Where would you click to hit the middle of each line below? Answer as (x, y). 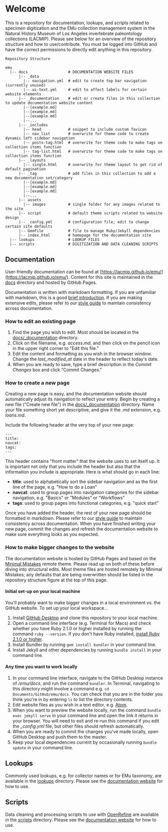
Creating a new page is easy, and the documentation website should (76, 394)
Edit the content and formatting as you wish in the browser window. (82, 354)
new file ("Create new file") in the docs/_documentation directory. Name (80, 404)
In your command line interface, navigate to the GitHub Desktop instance (88, 678)
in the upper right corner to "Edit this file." (56, 348)
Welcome (25, 9)
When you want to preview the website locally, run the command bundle (87, 710)
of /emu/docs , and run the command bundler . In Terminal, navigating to (86, 683)
